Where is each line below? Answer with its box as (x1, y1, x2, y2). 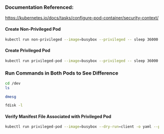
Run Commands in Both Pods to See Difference (5, 70, 119, 77)
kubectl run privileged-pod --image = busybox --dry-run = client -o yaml (5, 124, 152, 129)
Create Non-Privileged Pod (5, 26, 61, 32)
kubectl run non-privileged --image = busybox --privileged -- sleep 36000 (5, 37, 159, 42)
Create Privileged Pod (5, 47, 50, 53)
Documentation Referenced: (5, 4, 74, 11)
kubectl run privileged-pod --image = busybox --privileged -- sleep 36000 (5, 58, 159, 63)
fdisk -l (5, 103, 23, 108)
